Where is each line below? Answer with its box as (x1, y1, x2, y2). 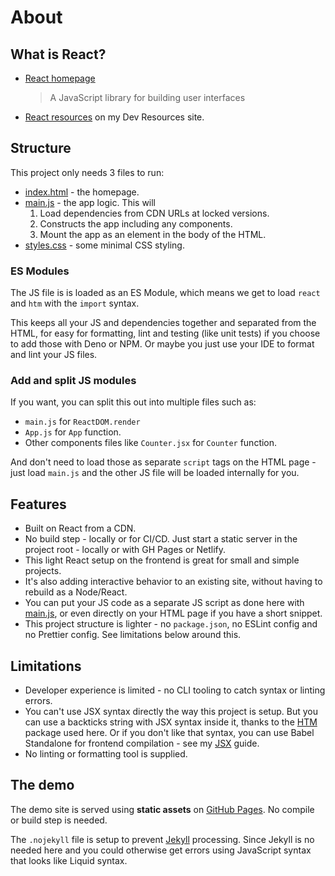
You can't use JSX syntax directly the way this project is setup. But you (24, 706, 318, 718)
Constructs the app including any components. (39, 217, 233, 230)
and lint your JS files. (10, 349, 98, 361)
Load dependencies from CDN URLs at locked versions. (39, 207, 270, 219)
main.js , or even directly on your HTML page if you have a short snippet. (24, 607, 323, 620)
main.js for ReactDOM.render (24, 416, 141, 428)
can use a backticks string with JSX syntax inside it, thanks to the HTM (24, 716, 318, 728)
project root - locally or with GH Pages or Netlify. (24, 544, 227, 556)
